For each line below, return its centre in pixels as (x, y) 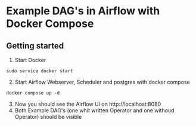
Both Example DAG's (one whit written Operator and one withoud (94, 110)
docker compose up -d (33, 93)
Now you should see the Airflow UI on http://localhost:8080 (88, 104)
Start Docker (30, 60)
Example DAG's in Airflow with (83, 11)
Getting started (35, 46)
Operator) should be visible (48, 117)
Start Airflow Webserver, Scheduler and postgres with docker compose (102, 82)
